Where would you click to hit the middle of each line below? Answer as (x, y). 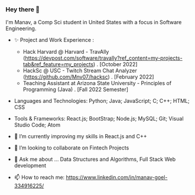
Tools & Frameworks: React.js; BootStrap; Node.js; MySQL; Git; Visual (99, 119)
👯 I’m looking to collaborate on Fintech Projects (71, 148)
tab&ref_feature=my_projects (58, 64)
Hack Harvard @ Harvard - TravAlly (66, 52)
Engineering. (21, 28)
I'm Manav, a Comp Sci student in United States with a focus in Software (94, 22)
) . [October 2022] (115, 64)
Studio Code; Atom (37, 125)
